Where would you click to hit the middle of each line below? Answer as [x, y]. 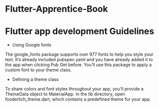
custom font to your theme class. [39, 70]
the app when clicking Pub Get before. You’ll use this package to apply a [79, 65]
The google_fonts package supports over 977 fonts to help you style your [79, 54]
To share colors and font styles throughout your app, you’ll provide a [74, 89]
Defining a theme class [35, 80]
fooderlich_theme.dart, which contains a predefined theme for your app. [78, 99]
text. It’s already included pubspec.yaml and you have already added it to [79, 60]
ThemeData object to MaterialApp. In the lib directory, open [65, 94]
